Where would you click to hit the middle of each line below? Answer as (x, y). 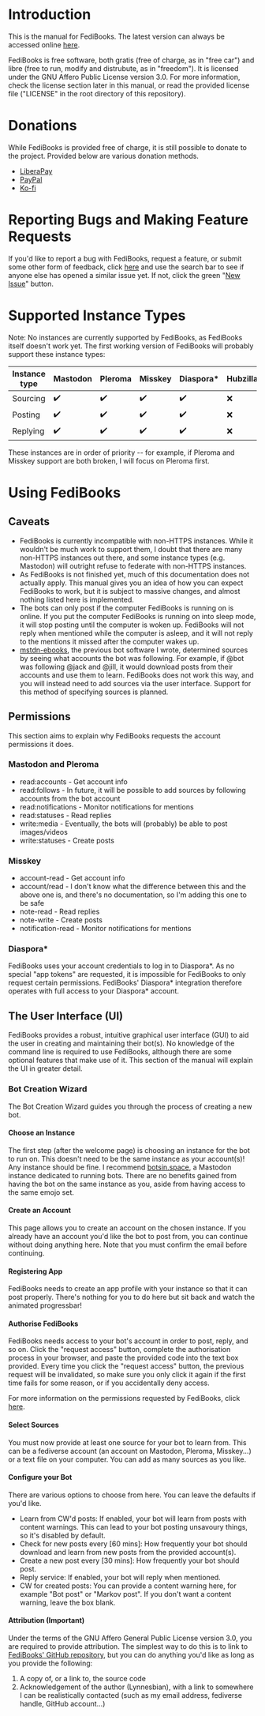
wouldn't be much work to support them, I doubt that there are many (131, 549)
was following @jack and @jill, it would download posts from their (126, 666)
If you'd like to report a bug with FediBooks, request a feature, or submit (125, 258)
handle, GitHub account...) (62, 1703)
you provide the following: (50, 1663)
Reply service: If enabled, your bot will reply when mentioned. (120, 1577)
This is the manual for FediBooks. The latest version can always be (116, 36)
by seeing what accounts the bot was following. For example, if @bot (132, 658)
